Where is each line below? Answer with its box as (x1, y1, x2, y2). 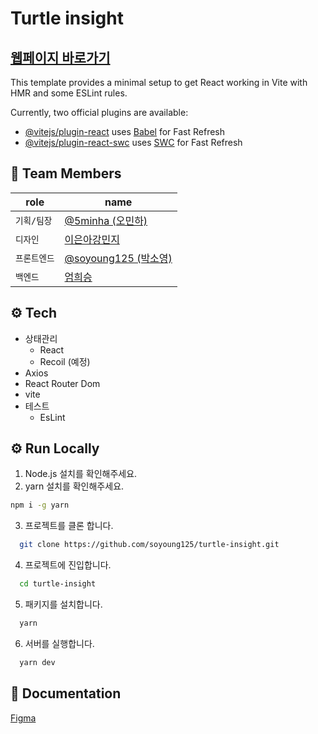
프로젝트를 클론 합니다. (24, 520, 114, 532)
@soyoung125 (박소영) (64, 251, 173, 265)
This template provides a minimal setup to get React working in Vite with (10, 77, 308, 88)
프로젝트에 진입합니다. (24, 559, 112, 571)
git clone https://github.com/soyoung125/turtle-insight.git (19, 540, 280, 550)
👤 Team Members (10, 165, 122, 182)
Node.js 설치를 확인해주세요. (24, 468, 138, 480)
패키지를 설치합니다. (24, 598, 103, 611)
